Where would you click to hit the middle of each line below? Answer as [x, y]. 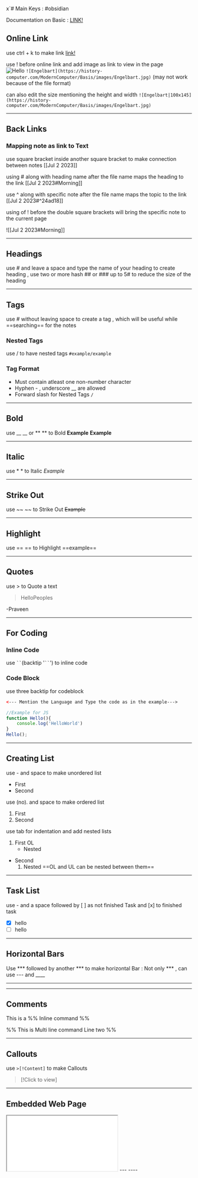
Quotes [20, 572]
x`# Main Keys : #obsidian [37, 9]
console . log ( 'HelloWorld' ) [50, 724]
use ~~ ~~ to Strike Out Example [46, 509]
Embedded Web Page [46, 1104]
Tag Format [23, 369]
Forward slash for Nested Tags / [54, 394]
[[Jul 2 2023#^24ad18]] [35, 200]
